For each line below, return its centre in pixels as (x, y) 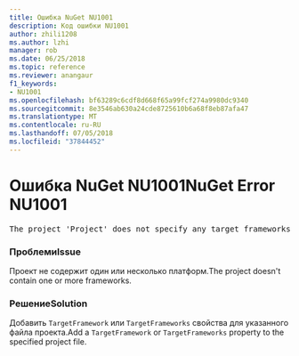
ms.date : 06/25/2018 (48, 59)
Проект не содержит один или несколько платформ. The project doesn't (145, 271)
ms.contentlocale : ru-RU (55, 125)
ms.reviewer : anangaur (51, 76)
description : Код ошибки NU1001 (69, 26)
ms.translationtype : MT (53, 117)
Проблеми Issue (45, 252)
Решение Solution (48, 303)
